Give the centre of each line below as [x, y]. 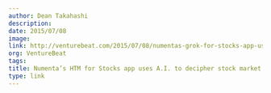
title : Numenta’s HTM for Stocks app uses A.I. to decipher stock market [135, 69]
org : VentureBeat [38, 53]
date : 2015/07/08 [38, 31]
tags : [17, 61]
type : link [27, 76]
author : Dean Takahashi [48, 16]
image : [19, 38]
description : [30, 23]
